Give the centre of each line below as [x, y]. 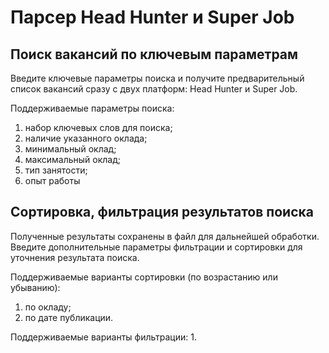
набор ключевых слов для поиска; [98, 127]
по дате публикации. [69, 317]
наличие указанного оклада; [86, 138]
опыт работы [52, 180]
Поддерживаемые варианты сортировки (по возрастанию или [144, 277]
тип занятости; [56, 170]
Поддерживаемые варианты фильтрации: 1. [103, 337]
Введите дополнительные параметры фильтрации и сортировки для [156, 247]
